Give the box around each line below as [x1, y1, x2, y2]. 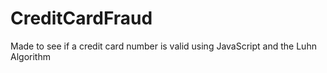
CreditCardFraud [10, 7, 153, 30]
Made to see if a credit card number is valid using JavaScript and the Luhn [10, 40, 317, 52]
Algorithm [10, 50, 51, 62]
